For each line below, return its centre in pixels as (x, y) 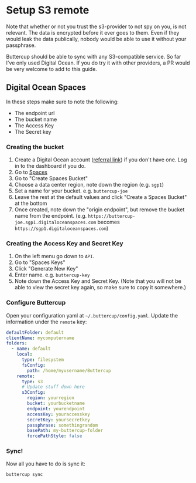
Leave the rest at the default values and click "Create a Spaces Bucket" (101, 197)
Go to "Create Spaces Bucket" (51, 178)
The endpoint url (35, 113)
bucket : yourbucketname (56, 403)
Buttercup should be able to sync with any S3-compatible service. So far (94, 56)
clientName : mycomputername (40, 338)
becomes (109, 222)
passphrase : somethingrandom (63, 425)
